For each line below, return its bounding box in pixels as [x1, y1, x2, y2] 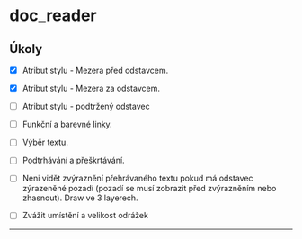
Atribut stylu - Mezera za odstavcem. [22, 83, 160, 94]
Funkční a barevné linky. [22, 119, 112, 130]
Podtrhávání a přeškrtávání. [22, 155, 125, 166]
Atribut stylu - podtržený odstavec [22, 101, 150, 112]
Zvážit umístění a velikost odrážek [22, 210, 148, 221]
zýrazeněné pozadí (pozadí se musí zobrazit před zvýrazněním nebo [22, 183, 277, 194]
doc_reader [9, 5, 97, 26]
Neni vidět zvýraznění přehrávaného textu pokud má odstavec [22, 173, 253, 184]
